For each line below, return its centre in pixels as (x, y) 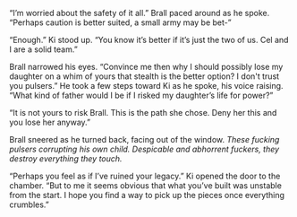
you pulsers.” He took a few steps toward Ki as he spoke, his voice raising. (146, 86)
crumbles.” (29, 204)
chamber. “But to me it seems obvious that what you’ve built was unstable (145, 186)
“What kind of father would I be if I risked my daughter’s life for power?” (141, 95)
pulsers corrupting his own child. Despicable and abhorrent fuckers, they (144, 149)
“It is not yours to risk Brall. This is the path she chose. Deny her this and (143, 113)
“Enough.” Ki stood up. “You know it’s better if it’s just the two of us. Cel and (149, 40)
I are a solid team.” (43, 49)
